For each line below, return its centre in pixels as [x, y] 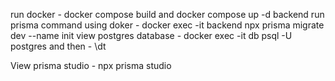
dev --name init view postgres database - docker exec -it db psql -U [151, 35]
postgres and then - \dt [58, 46]
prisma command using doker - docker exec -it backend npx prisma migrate [167, 25]
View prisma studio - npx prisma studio [91, 65]
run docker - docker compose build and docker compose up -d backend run [167, 14]
